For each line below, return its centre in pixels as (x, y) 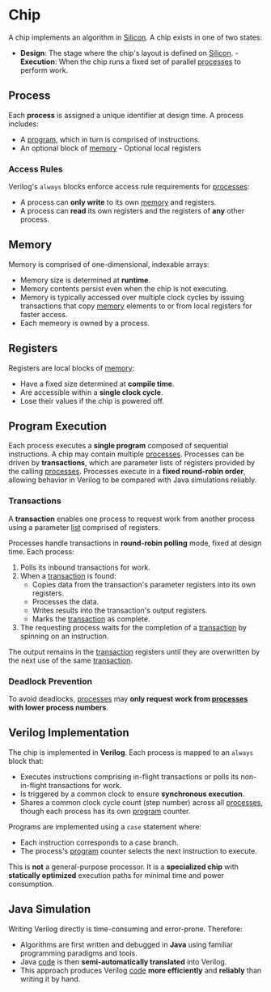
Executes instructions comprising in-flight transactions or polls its (129, 776)
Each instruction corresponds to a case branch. (99, 842)
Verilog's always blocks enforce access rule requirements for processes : (129, 187)
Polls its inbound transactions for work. (85, 567)
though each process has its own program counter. (105, 811)
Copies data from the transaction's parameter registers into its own (144, 584)
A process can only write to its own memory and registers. (118, 202)
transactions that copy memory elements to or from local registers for (136, 306)
